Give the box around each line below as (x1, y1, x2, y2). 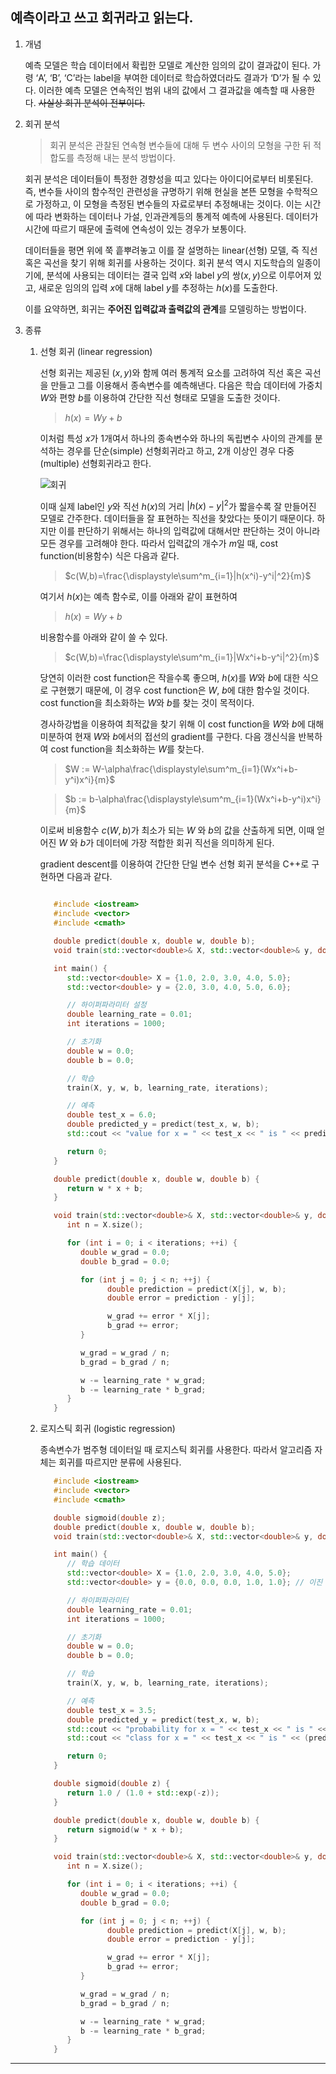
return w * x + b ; (66, 1183, 144, 1193)
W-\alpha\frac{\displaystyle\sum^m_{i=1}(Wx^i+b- (92, 763, 298, 775)
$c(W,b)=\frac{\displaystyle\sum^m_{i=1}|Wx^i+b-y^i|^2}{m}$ (64, 651, 320, 663)
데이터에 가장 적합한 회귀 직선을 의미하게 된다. (96, 837, 275, 849)
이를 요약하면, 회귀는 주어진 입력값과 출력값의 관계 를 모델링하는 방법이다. (24, 303, 307, 315)
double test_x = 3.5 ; (66, 1705, 157, 1715)
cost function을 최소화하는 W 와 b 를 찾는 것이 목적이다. (39, 697, 255, 709)
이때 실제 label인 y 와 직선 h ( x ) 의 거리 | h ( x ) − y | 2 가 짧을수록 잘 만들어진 (39, 498, 317, 512)
